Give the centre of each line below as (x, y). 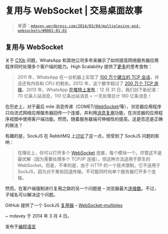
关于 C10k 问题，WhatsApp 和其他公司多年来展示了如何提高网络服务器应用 (82, 60)
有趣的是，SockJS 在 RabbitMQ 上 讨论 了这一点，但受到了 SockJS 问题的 (80, 135)
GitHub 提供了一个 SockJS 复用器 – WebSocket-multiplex (64, 205)
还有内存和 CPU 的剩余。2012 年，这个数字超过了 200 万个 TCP (87, 83)
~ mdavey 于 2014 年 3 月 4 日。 (38, 215)
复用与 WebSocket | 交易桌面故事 (74, 11)
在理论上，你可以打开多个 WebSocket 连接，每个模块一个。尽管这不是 (89, 152)
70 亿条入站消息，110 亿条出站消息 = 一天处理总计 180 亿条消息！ (84, 95)
